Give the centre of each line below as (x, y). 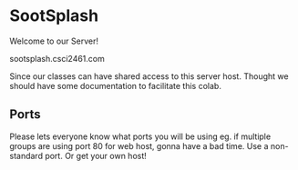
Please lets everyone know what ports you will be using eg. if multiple (140, 136)
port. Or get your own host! (96, 155)
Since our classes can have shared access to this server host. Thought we (149, 76)
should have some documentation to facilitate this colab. (115, 85)
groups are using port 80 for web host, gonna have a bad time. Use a (139, 145)
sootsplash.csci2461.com (57, 58)
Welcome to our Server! (54, 41)
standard (26, 155)
